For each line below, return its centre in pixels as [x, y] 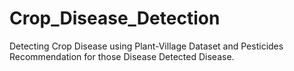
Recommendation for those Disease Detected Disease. [122, 56]
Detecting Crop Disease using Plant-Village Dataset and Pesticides [146, 46]
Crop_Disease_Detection [115, 18]
